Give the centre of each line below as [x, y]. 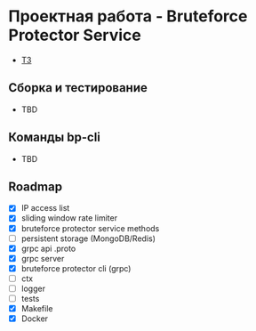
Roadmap [36, 186]
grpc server [43, 258]
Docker [35, 319]
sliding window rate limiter [69, 218]
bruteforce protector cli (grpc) [76, 268]
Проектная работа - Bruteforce [128, 16]
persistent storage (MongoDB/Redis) [88, 238]
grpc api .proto [48, 248]
